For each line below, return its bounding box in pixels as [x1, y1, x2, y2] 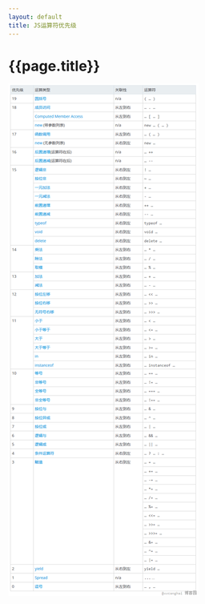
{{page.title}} [8, 57, 100, 75]
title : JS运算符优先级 [8, 21, 77, 30]
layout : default [8, 13, 62, 21]
